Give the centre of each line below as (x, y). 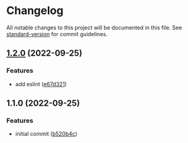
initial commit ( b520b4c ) (46, 134)
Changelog (35, 11)
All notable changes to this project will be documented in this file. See (94, 28)
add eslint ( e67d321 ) (41, 84)
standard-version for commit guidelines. (57, 34)
